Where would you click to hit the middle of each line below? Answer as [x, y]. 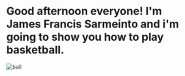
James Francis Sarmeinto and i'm [92, 24]
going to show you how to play [85, 37]
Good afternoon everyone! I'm [84, 11]
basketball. [35, 50]
